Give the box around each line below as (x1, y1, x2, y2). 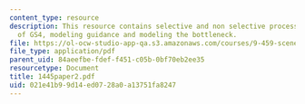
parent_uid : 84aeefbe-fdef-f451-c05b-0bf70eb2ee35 (9, 55, 205, 64)
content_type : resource (9, 13, 100, 23)
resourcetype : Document (9, 64, 100, 73)
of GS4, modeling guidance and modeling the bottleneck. (17, 30, 238, 39)
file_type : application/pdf (9, 47, 116, 56)
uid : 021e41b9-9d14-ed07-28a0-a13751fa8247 (9, 80, 177, 90)
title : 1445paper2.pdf (9, 72, 95, 81)
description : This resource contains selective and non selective (9, 22, 266, 31)
